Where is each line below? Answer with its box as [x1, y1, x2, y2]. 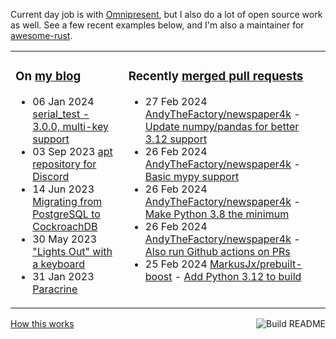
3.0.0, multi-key [32, 119, 109, 133]
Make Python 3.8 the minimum [144, 207, 290, 221]
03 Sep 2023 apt [32, 144, 113, 158]
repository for [32, 157, 97, 171]
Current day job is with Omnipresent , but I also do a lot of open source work [10, 9, 323, 20]
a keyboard [32, 257, 86, 271]
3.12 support [144, 132, 208, 146]
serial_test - [32, 107, 90, 121]
